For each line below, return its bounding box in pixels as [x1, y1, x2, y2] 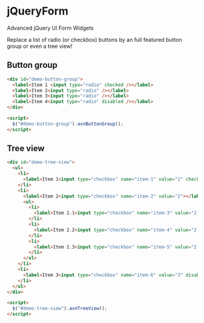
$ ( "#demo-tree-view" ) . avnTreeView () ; [12, 305, 108, 311]
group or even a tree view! [7, 42, 73, 50]
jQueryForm [7, 4, 69, 18]
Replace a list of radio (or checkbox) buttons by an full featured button [7, 36, 182, 43]
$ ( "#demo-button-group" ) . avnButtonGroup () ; [12, 121, 123, 127]
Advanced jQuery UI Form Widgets [7, 24, 94, 32]
